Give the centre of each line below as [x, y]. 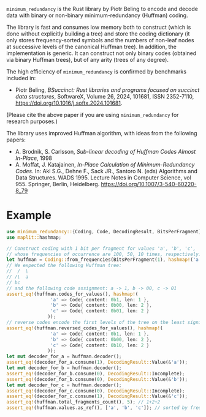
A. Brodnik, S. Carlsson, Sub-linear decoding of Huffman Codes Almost [105, 152]
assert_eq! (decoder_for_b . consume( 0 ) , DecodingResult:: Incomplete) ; [96, 374]
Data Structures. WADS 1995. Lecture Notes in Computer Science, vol [103, 178]
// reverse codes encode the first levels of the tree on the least [96, 323]
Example [29, 215]
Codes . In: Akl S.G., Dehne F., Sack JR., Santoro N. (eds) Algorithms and [106, 171]
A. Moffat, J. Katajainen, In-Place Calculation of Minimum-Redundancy [105, 164]
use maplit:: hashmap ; [34, 237]
